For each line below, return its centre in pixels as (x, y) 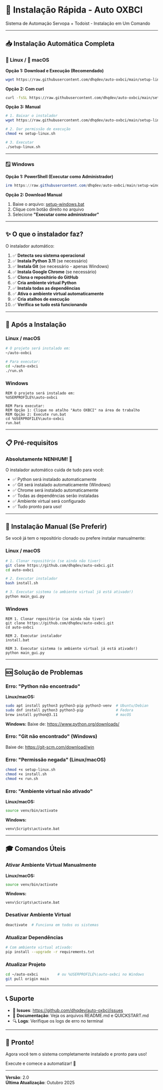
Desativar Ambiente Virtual (38, 915)
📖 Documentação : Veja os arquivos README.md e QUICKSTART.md (81, 1015)
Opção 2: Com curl (25, 89)
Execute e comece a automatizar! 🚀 (41, 1064)
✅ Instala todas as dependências (46, 288)
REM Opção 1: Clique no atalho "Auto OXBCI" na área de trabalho (73, 410)
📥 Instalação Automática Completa (60, 44)
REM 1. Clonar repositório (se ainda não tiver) (55, 619)
